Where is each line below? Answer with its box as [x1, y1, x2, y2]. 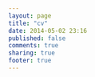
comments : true [8, 42, 59, 50]
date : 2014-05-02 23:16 [8, 26, 88, 34]
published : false [8, 34, 66, 43]
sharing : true [8, 49, 56, 57]
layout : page [8, 11, 52, 20]
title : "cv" [8, 19, 48, 27]
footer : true [8, 57, 52, 65]
